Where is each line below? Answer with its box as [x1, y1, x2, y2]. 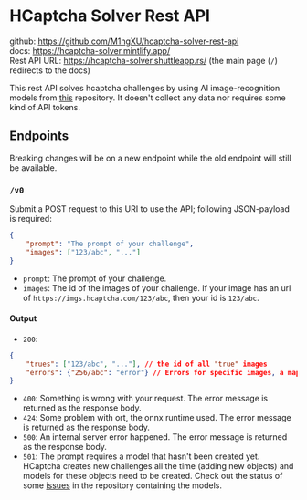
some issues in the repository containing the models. [22, 480, 222, 491]
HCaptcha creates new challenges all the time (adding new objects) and [22, 461, 294, 472]
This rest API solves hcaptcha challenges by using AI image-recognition [9, 82, 281, 93]
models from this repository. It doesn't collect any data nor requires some [9, 92, 286, 103]
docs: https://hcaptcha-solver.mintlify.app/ [9, 45, 171, 56]
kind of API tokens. [9, 101, 80, 112]
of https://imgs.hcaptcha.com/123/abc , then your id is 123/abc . [22, 292, 260, 303]
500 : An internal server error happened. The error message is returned [22, 432, 288, 443]
